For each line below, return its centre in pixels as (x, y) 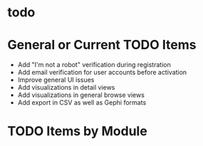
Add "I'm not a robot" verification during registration (94, 65)
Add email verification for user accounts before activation (102, 73)
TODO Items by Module (77, 131)
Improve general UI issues (56, 80)
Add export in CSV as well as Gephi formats (82, 103)
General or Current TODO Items (102, 45)
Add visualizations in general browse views (81, 95)
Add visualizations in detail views (66, 88)
